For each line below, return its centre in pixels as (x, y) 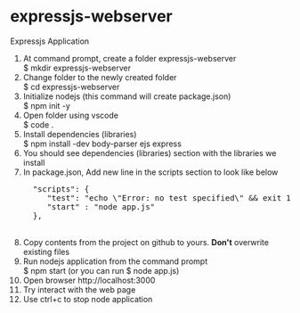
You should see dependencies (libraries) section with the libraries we (150, 152)
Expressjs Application (50, 41)
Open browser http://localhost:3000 (89, 280)
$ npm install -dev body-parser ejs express (102, 144)
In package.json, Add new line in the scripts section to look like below (150, 172)
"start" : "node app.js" (101, 206)
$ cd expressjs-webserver (71, 86)
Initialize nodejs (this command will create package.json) (127, 96)
